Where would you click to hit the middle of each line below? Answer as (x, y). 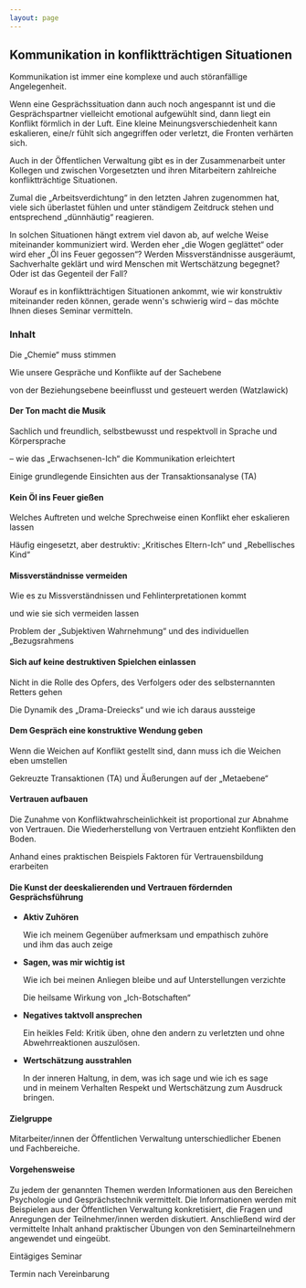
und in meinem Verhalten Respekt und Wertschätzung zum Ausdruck (153, 1088)
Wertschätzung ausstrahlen (77, 1061)
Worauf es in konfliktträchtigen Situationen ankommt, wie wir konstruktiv (146, 291)
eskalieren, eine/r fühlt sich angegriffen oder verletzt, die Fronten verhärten (152, 133)
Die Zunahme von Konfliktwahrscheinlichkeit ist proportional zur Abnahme (149, 819)
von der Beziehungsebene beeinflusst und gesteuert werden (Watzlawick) (149, 390)
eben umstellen (38, 760)
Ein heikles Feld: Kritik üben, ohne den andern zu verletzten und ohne (153, 1033)
